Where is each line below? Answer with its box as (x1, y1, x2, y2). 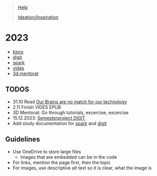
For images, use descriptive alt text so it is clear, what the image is (12, 165, 152, 171)
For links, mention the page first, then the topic (12, 159, 111, 165)
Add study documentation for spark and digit (12, 120, 107, 126)
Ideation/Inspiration (17, 14, 59, 20)
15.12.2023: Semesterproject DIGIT (12, 114, 85, 121)
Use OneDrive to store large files (12, 149, 81, 155)
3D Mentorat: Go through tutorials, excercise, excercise (12, 109, 129, 115)
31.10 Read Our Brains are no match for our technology (12, 99, 127, 105)
